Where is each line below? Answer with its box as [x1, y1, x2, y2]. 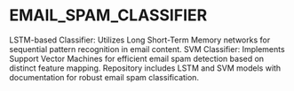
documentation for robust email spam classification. [9, 72, 200, 82]
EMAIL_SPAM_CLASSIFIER [9, 5, 208, 26]
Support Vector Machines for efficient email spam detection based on [9, 53, 265, 64]
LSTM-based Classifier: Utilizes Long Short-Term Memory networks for [9, 34, 271, 45]
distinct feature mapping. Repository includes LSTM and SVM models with [9, 63, 282, 73]
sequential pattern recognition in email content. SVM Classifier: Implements [9, 43, 286, 54]
